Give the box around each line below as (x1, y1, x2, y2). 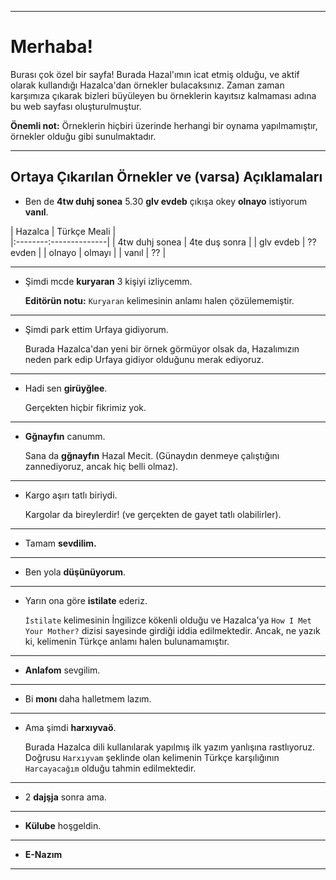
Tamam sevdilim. (24, 537, 97, 549)
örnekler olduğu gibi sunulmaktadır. (10, 130, 157, 142)
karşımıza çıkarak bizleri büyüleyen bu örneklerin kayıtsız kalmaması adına (10, 89, 317, 101)
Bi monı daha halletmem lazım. (24, 692, 152, 705)
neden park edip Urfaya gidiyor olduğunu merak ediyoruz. (24, 353, 265, 365)
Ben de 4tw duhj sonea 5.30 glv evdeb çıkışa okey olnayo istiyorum (24, 195, 308, 207)
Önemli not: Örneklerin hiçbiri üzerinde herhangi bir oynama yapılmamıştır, (10, 119, 318, 131)
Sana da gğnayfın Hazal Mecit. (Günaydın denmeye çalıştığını (24, 449, 280, 461)
